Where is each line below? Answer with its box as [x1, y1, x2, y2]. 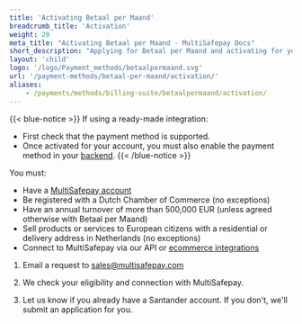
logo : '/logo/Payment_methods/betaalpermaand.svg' [9, 64, 203, 73]
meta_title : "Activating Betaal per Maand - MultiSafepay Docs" [9, 38, 255, 48]
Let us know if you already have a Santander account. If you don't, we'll [22, 294, 288, 305]
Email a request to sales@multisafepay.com [22, 259, 184, 270]
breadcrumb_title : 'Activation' [9, 22, 130, 31]
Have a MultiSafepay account [22, 184, 132, 195]
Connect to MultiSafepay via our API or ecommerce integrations [22, 242, 260, 253]
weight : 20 [9, 30, 50, 39]
